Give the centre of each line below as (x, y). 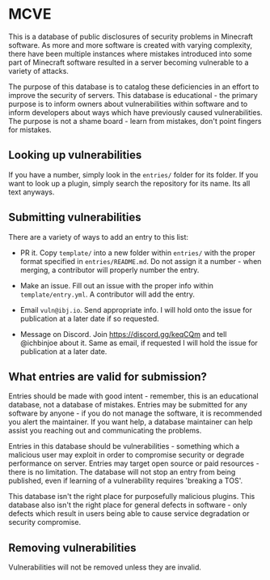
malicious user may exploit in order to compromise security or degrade (127, 455)
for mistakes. (30, 130)
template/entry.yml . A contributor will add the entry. (108, 294)
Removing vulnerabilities (72, 548)
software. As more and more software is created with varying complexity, (131, 45)
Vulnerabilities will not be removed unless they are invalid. (105, 567)
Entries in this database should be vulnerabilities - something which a (124, 446)
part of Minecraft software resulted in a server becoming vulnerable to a (129, 62)
